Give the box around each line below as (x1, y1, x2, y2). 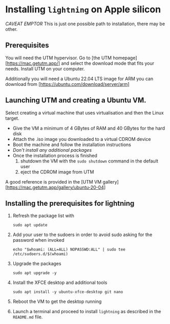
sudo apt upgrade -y (12, 271, 57, 276)
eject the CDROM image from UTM (20, 169, 94, 175)
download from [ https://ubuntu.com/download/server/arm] (5, 81, 130, 87)
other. (5, 26, 18, 32)
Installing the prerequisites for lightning (5, 199, 135, 208)
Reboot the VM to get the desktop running (12, 298, 102, 304)
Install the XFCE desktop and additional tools (12, 279, 108, 286)
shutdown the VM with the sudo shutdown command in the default (20, 158, 159, 164)
